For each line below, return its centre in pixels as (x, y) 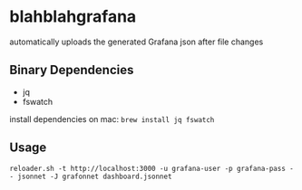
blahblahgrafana (73, 17)
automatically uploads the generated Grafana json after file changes (136, 42)
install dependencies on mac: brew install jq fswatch (112, 119)
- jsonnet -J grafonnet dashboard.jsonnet (91, 176)
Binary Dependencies (72, 70)
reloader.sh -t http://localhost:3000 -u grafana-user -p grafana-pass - (152, 168)
